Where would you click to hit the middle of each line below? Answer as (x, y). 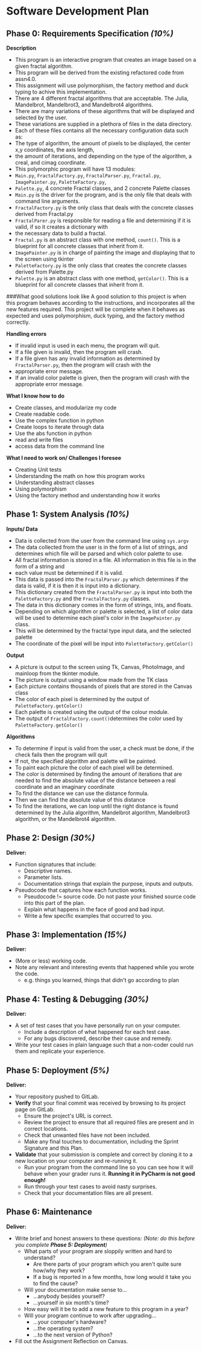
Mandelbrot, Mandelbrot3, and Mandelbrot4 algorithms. (84, 105)
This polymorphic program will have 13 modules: (75, 169)
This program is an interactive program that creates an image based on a (106, 60)
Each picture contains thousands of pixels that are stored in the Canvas (103, 686)
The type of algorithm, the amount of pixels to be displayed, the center (103, 143)
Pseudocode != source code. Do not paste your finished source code (110, 896)
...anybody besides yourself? (69, 1296)
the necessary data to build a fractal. (61, 233)
